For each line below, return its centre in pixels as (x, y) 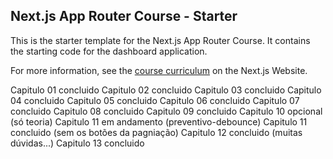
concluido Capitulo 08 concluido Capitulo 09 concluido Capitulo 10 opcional (166, 111)
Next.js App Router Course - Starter (124, 16)
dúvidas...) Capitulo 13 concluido (77, 143)
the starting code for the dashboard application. (109, 51)
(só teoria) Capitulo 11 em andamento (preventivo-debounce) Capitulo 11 (159, 121)
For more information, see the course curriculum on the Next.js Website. (159, 70)
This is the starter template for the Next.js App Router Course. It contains (160, 40)
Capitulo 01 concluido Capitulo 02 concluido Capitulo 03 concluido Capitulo (166, 90)
